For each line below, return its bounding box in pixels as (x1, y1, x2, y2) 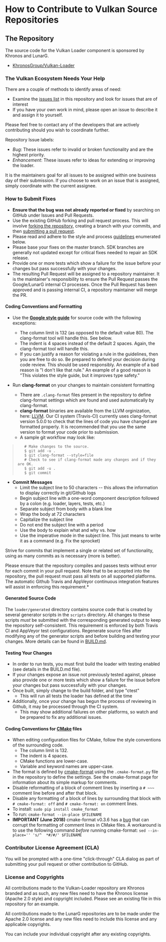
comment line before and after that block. (12, 790, 98, 796)
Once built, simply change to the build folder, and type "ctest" (12, 688, 140, 694)
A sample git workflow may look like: (19, 434, 96, 440)
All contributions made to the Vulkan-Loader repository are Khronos (5, 885, 145, 891)
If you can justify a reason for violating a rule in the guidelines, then (19, 351, 159, 357)
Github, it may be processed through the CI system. (12, 703, 119, 710)
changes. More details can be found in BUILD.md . (5, 638, 107, 644)
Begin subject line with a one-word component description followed (19, 495, 160, 501)
